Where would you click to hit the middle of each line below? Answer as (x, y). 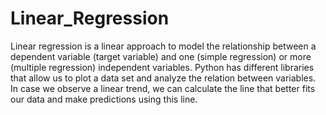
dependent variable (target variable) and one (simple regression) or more (161, 56)
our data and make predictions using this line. (104, 99)
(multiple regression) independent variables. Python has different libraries (162, 67)
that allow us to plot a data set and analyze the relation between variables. (163, 78)
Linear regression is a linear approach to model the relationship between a (163, 46)
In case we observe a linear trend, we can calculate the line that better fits (163, 88)
